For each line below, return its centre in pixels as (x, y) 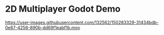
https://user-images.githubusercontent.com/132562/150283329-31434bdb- (82, 22)
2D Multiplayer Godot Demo (63, 9)
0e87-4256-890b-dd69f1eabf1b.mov (43, 27)
